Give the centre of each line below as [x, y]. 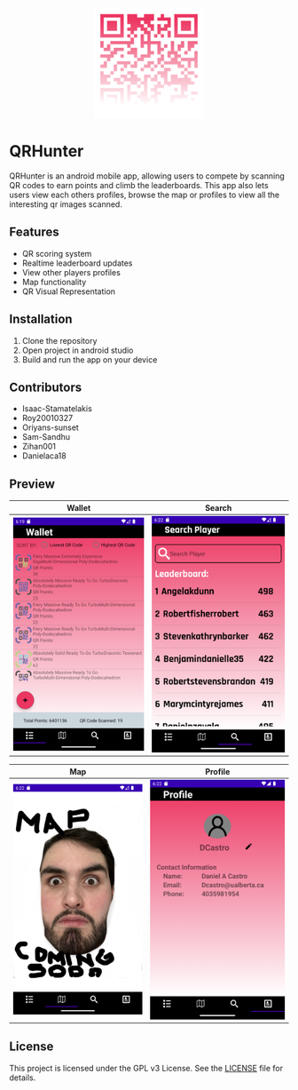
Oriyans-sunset [51, 427]
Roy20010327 [47, 418]
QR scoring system [57, 253]
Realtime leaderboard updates [77, 263]
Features [34, 232]
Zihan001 [39, 447]
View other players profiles [71, 272]
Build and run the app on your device [90, 359]
